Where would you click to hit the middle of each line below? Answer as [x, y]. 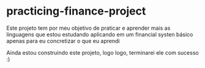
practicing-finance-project [76, 11]
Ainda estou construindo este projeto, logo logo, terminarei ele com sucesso [102, 52]
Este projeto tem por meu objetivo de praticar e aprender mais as [88, 28]
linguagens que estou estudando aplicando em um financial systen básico [100, 34]
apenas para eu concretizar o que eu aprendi [63, 41]
